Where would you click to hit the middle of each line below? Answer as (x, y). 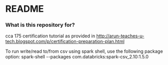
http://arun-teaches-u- (120, 36)
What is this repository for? (40, 25)
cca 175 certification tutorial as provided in (50, 36)
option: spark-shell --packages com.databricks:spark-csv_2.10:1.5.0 (77, 57)
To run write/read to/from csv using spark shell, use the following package (84, 51)
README (25, 9)
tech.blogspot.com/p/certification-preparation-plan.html (65, 41)
